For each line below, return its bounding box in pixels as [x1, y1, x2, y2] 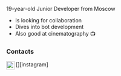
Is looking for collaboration [15, 17, 82, 24]
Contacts [6, 47, 34, 55]
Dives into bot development [15, 24, 84, 30]
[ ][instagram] [16, 61, 48, 68]
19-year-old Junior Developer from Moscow [6, 5, 116, 12]
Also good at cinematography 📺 [15, 30, 96, 37]
